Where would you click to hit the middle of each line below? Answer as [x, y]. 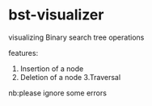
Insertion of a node [52, 68]
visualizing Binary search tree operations [76, 37]
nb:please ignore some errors [58, 93]
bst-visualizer [56, 15]
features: [23, 53]
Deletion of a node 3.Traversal [70, 77]
